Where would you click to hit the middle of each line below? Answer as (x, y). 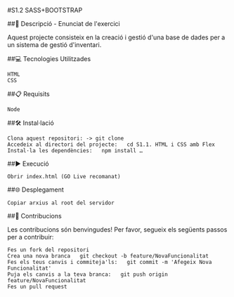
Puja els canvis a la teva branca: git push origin (88, 275)
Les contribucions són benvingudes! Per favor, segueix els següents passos (117, 230)
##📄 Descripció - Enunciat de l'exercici (64, 24)
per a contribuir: (31, 237)
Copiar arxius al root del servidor (61, 203)
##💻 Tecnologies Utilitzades (49, 59)
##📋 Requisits (29, 94)
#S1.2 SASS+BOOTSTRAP (45, 10)
